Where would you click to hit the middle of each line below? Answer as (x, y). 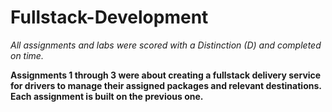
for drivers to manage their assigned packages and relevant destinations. (166, 85)
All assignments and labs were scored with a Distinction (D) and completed (166, 45)
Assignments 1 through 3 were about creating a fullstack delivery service (166, 75)
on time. (27, 55)
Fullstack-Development (109, 17)
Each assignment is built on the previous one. (107, 96)
